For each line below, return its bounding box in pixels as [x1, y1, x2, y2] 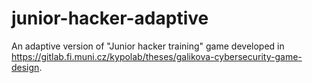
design [11, 61, 40, 73]
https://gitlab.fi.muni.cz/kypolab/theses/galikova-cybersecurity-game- [11, 50, 303, 62]
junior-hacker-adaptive [11, 7, 209, 30]
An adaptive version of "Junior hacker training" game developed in [11, 40, 285, 52]
